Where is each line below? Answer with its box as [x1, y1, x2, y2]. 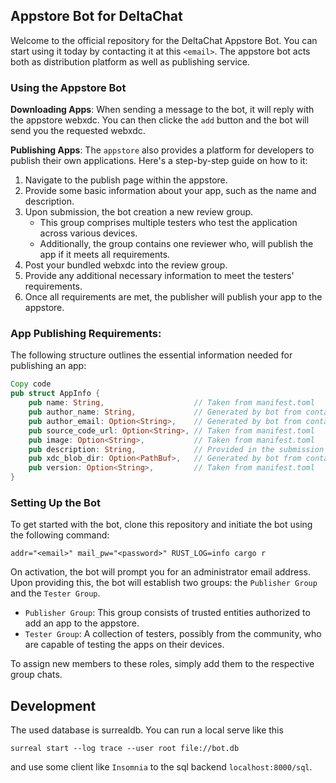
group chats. [10, 669, 63, 681]
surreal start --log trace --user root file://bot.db [10, 744, 240, 754]
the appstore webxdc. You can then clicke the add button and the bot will [10, 114, 310, 126]
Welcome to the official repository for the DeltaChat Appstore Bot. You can [10, 34, 318, 46]
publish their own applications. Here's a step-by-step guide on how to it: [10, 155, 308, 167]
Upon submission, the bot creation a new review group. [24, 206, 254, 218]
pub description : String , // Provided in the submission [28, 444, 325, 454]
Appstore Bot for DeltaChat [10, 8, 183, 25]
